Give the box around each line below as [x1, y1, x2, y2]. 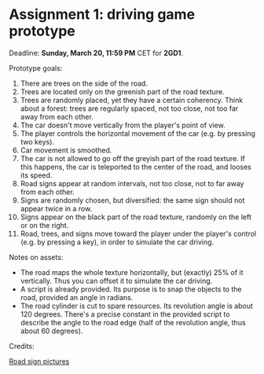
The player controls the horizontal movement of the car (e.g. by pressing [20, 128, 256, 138]
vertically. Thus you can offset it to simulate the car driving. [20, 276, 213, 285]
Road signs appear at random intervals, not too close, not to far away [20, 178, 244, 188]
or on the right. [20, 220, 69, 229]
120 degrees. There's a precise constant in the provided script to [20, 309, 230, 319]
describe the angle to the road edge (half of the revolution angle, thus [20, 317, 246, 327]
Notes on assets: [9, 252, 64, 262]
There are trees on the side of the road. [20, 79, 148, 88]
